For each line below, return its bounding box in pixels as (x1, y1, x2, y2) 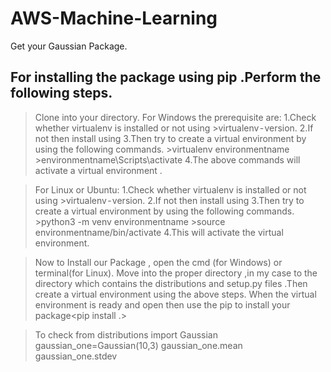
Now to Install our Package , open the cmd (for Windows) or (34, 256, 283, 268)
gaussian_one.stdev (34, 350, 118, 362)
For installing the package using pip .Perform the (10, 69, 322, 86)
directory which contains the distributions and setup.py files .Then (34, 277, 308, 289)
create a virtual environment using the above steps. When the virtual (34, 288, 317, 300)
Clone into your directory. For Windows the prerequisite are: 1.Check (34, 111, 317, 123)
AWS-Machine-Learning (10, 7, 218, 30)
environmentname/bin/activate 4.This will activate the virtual (34, 226, 284, 238)
